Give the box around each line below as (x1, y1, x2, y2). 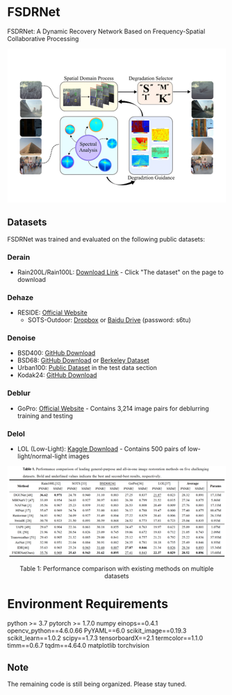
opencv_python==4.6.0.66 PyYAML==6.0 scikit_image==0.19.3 (7, 626, 187, 635)
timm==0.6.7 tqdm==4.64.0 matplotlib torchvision (7, 642, 149, 650)
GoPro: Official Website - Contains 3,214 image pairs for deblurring (17, 404, 210, 412)
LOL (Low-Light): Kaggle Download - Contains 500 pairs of (17, 445, 186, 453)
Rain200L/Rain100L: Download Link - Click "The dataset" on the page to (17, 268, 224, 276)
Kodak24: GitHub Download (17, 371, 97, 379)
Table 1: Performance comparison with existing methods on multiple (19, 564, 214, 573)
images (68, 452, 90, 460)
